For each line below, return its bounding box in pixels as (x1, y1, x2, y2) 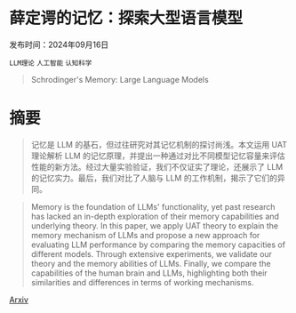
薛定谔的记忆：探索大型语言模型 (9, 8, 244, 28)
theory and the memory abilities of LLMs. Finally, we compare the (30, 258, 271, 269)
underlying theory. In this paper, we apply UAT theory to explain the (30, 220, 279, 231)
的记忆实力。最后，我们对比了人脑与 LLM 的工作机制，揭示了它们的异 (30, 173, 286, 183)
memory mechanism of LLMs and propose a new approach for (30, 229, 260, 240)
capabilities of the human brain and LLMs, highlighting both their (30, 268, 268, 278)
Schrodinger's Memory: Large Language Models (30, 74, 209, 84)
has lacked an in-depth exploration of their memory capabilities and (30, 211, 280, 221)
